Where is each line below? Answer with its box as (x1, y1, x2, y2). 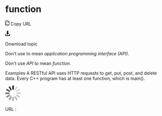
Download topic (5, 41, 38, 47)
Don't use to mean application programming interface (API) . (5, 50, 129, 56)
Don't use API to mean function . (5, 60, 71, 66)
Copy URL (10, 21, 32, 27)
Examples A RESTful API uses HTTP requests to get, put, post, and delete (5, 70, 157, 76)
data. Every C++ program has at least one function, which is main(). (5, 75, 145, 81)
